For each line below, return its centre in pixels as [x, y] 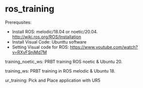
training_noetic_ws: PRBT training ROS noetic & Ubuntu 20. [64, 61]
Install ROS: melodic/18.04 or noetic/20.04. [55, 31]
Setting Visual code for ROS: [40, 47]
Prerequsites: [18, 22]
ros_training [30, 9]
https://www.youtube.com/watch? [104, 47]
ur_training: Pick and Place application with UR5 [53, 80]
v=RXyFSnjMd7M [29, 52]
